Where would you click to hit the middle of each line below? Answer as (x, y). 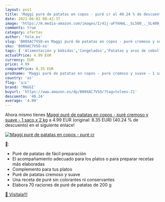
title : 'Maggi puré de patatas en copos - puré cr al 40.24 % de (73, 14)
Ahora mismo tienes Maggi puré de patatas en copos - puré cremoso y (77, 115)
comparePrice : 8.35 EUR (29, 69)
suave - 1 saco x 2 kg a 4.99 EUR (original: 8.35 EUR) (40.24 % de (72, 120)
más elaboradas (28, 164)
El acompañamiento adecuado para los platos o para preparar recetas (83, 159)
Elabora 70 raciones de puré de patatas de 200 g (62, 185)
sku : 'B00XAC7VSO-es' (27, 46)
